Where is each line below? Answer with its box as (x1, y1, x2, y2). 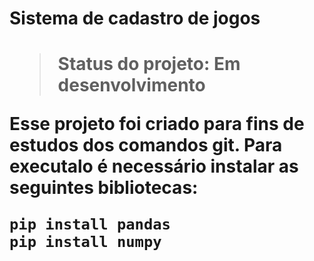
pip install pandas (9, 215, 171, 234)
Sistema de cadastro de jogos (9, 7, 261, 30)
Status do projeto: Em (57, 53, 241, 76)
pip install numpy (9, 233, 162, 252)
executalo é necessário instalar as (9, 155, 299, 178)
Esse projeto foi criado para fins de (9, 113, 305, 136)
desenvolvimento (57, 74, 206, 97)
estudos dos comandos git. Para (9, 134, 283, 157)
